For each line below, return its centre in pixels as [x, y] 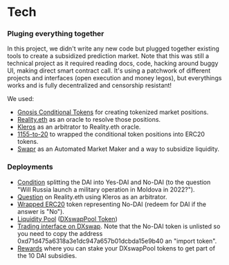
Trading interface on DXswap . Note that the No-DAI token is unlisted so [119, 226]
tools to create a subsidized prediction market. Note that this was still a [108, 56]
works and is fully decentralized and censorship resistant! [89, 85]
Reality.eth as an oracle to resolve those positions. [89, 120]
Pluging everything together [56, 34]
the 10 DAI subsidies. [47, 255]
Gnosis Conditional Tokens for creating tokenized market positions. [113, 112]
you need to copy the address [60, 233]
